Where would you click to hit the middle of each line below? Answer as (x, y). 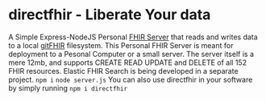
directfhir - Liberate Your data (110, 15)
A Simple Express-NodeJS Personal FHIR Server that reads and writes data (133, 37)
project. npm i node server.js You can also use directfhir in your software (131, 79)
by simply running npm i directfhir (68, 88)
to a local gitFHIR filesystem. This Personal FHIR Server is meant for (121, 45)
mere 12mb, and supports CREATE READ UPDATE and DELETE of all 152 (128, 63)
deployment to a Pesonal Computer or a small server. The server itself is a (131, 54)
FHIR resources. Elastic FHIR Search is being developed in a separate (124, 71)
